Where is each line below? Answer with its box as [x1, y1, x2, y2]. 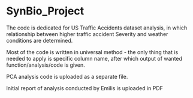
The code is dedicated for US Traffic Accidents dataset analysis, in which [6, 24, 188, 31]
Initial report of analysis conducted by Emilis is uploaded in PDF [6, 84, 164, 91]
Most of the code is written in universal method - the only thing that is [6, 48, 179, 55]
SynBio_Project [6, 4, 85, 18]
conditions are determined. [6, 37, 73, 44]
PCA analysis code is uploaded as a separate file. [6, 73, 128, 80]
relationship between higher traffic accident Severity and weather [6, 30, 168, 37]
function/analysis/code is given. [6, 61, 85, 69]
